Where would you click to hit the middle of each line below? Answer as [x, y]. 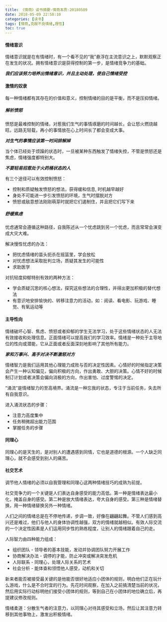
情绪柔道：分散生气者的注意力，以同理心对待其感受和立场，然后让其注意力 [81, 608]
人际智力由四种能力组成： [31, 539]
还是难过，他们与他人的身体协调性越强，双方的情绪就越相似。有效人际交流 [85, 522]
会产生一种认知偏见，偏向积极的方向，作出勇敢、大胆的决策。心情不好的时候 [83, 371]
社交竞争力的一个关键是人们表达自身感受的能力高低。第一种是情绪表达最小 [81, 493]
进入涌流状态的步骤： [27, 405]
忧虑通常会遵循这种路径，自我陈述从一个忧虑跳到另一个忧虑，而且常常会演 [81, 227]
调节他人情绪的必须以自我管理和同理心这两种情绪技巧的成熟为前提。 [75, 483]
